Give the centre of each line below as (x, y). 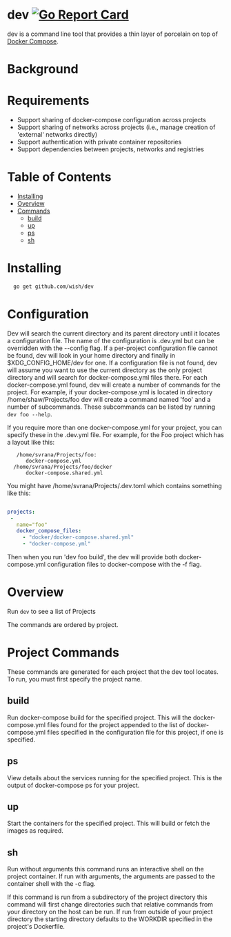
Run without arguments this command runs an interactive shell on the (106, 869)
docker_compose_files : (49, 531)
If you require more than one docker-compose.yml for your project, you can (114, 427)
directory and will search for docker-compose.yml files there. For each (108, 377)
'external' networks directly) (57, 135)
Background (43, 69)
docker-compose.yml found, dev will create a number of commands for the (114, 385)
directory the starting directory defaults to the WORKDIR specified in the (110, 919)
